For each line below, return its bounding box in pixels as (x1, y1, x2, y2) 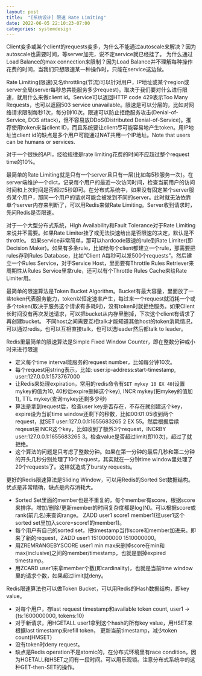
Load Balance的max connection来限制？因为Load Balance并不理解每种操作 (6, 58, 193, 65)
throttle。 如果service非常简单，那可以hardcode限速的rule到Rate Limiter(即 (6, 237, 193, 244)
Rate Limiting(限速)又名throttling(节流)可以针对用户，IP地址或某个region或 (6, 79, 190, 86)
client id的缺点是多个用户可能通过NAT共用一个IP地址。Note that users (16, 131, 191, 139)
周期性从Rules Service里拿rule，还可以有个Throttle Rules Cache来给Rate (6, 267, 187, 275)
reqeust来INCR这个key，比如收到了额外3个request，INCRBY (14, 426, 166, 433)
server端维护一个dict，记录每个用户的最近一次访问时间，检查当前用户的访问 (6, 179, 195, 186)
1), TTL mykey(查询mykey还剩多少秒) (14, 395, 107, 403)
